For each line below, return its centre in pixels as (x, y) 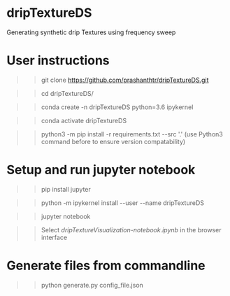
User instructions (58, 61)
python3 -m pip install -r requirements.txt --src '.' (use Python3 (132, 134)
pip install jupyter (66, 189)
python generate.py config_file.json (92, 285)
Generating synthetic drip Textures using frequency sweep (91, 32)
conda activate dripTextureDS (84, 120)
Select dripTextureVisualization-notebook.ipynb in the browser (131, 230)
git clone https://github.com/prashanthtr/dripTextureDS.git (125, 80)
